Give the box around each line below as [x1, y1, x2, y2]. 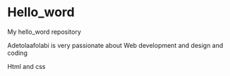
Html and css [7, 62, 46, 70]
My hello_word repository [7, 27, 81, 36]
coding [7, 49, 28, 57]
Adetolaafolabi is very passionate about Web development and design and [7, 41, 224, 49]
